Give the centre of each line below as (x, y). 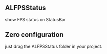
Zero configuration (34, 35)
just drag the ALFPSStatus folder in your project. (54, 46)
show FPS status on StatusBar (35, 19)
